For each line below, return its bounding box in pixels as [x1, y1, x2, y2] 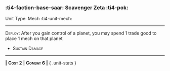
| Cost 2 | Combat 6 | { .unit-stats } [5, 60, 77, 66]
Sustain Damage [12, 45, 44, 52]
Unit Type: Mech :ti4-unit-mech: [5, 16, 72, 22]
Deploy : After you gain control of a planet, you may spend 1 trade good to [5, 30, 157, 37]
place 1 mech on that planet [5, 35, 63, 42]
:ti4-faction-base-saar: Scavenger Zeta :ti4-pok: [5, 4, 129, 11]
